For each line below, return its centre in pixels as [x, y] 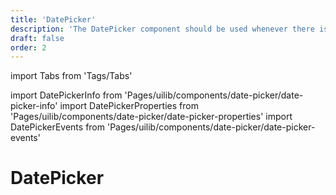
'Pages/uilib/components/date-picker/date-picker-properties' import [151, 117]
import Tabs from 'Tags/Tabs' [71, 76]
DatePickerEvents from [58, 127]
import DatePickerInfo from [66, 95]
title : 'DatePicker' [53, 19]
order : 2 [28, 47]
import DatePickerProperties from [129, 106]
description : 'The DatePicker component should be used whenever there [162, 29]
